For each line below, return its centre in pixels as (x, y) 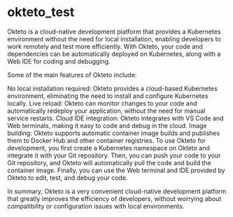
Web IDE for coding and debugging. (59, 61)
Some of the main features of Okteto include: (72, 75)
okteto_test (41, 12)
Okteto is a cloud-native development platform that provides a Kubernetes (114, 31)
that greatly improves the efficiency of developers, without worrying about (114, 198)
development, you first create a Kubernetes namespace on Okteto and (108, 148)
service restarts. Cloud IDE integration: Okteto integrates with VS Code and (115, 118)
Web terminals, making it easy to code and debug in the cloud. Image (107, 125)
